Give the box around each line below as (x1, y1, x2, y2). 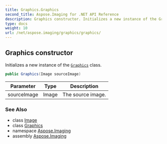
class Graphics (12, 122, 43, 128)
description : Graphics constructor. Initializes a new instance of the (5, 16, 157, 21)
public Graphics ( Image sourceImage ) (5, 72, 81, 76)
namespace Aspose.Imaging (12, 128, 71, 134)
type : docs (5, 21, 28, 26)
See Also (5, 106, 27, 113)
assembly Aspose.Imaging (12, 133, 67, 139)
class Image (12, 117, 37, 123)
